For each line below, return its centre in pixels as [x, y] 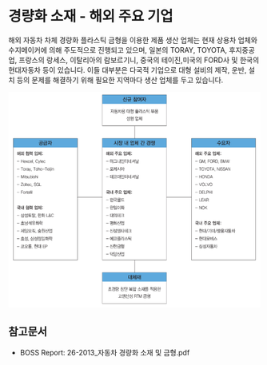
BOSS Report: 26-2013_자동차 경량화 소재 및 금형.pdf [105, 352]
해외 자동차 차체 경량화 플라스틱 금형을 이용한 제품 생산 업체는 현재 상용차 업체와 [133, 40]
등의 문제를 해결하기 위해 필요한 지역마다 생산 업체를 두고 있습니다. [120, 80]
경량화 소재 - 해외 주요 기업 [91, 16]
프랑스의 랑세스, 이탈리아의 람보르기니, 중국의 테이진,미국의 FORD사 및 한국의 [139, 60]
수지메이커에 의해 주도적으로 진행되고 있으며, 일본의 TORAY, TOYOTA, [118, 50]
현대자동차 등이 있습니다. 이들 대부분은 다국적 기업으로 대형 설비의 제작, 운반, [128, 69]
